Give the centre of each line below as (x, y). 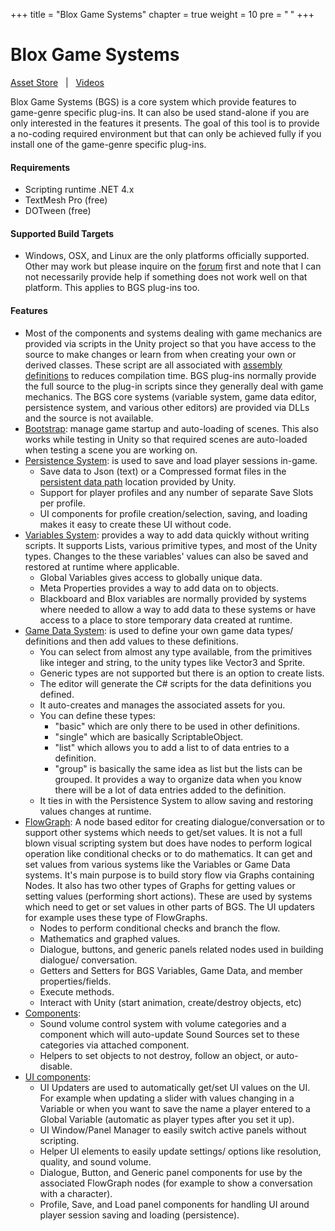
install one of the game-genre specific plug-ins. (108, 144)
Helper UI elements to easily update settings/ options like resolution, (180, 1151)
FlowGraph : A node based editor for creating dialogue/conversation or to (174, 821)
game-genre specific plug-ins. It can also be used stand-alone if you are (160, 112)
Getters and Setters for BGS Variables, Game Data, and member (171, 970)
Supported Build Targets (62, 233)
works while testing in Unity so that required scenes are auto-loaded (166, 439)
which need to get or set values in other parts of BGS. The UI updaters (169, 906)
